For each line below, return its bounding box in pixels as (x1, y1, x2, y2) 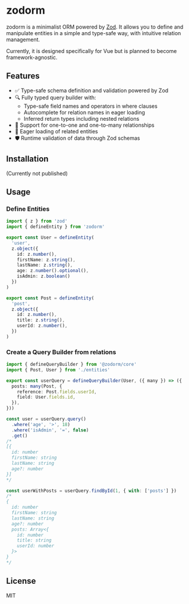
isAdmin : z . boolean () (17, 273, 70, 280)
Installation (6, 154, 49, 164)
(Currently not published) (6, 170, 68, 177)
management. (6, 36, 40, 43)
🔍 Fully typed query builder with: (14, 93, 96, 101)
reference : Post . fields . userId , (17, 389, 97, 395)
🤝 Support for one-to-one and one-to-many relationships (14, 121, 155, 129)
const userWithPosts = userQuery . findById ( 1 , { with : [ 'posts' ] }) (6, 487, 177, 494)
